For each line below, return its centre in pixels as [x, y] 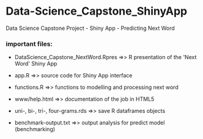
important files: [29, 44]
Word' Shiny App [36, 64]
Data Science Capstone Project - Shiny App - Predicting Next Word [90, 28]
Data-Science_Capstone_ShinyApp [97, 11]
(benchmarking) [35, 129]
